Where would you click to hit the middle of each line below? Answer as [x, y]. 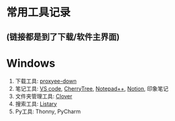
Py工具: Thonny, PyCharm [48, 111]
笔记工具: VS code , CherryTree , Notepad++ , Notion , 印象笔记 [92, 88]
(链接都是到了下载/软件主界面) [63, 37]
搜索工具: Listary [36, 103]
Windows [31, 63]
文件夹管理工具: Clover [44, 96]
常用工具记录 [39, 12]
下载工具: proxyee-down [46, 81]
